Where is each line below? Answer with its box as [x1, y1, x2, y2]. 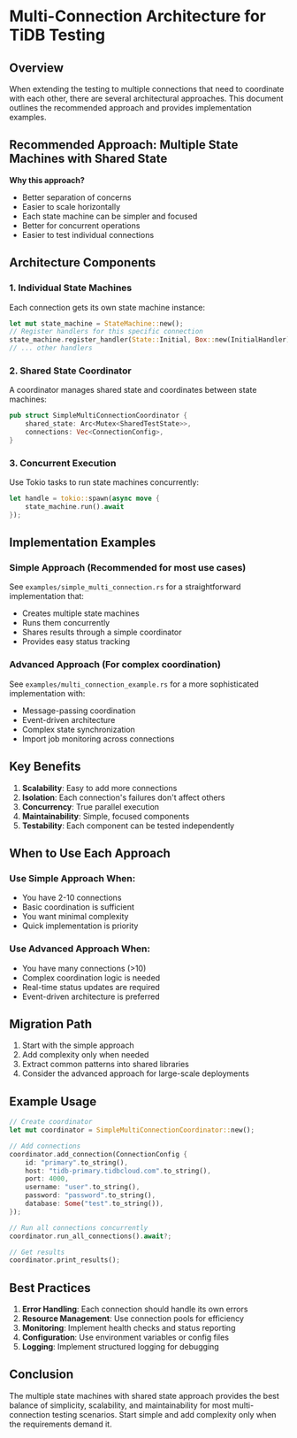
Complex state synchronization [21, 724, 135, 734]
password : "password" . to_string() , [25, 1191, 156, 1200]
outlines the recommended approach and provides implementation [9, 103, 252, 112]
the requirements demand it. [9, 1419, 112, 1429]
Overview [9, 60, 65, 75]
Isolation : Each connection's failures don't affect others [21, 792, 225, 803]
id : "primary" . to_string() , [25, 1157, 128, 1167]
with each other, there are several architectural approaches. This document [9, 93, 284, 104]
